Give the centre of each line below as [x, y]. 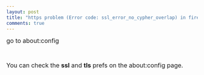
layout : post [23, 12]
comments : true [25, 23]
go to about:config [33, 41]
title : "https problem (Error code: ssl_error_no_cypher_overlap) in [96, 18]
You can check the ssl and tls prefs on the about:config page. [95, 65]
